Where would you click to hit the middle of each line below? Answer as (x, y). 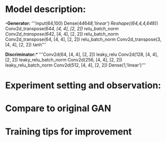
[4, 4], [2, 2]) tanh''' (26, 44)
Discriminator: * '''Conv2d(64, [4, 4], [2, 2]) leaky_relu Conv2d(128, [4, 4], (82, 54)
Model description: (46, 9)
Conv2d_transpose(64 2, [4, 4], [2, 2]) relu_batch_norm (62, 34)
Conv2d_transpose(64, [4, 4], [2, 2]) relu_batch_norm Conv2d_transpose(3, (83, 39)
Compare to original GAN (58, 109)
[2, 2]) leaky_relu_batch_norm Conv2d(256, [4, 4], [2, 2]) (64, 59)
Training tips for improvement (68, 131)
